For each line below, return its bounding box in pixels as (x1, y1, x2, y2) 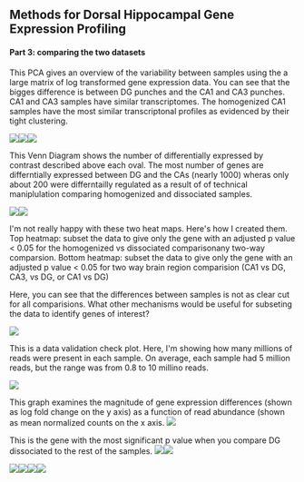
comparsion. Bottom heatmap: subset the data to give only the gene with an (9, 251, 293, 262)
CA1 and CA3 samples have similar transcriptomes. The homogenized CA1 (9, 95, 286, 107)
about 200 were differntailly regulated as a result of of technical (9, 179, 248, 190)
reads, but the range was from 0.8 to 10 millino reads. (9, 362, 209, 373)
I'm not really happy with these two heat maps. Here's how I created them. (9, 222, 288, 234)
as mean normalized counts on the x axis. (9, 417, 165, 428)
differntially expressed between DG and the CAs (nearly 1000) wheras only (9, 169, 289, 180)
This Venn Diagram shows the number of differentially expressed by (9, 150, 264, 161)
